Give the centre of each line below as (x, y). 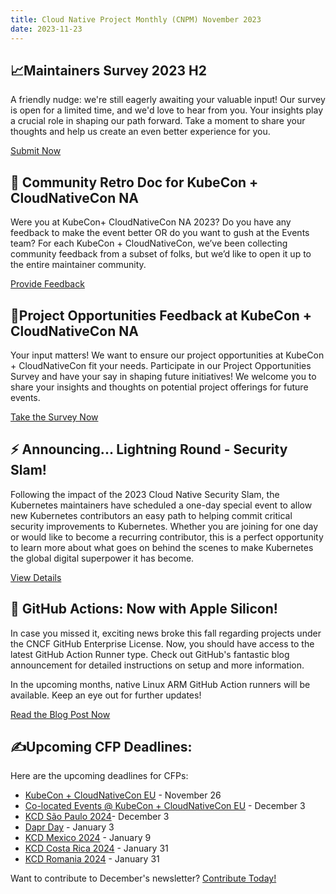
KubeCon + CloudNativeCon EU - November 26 (123, 795)
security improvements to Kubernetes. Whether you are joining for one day (164, 526)
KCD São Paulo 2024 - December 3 (97, 817)
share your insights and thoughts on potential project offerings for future (159, 387)
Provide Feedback (47, 284)
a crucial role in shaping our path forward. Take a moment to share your (158, 121)
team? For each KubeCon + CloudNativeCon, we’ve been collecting (149, 243)
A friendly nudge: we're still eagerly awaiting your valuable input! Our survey (168, 100)
